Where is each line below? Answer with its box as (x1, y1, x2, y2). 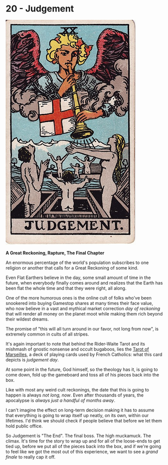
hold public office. (5, 423, 43, 429)
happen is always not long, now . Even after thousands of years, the (5, 392, 144, 398)
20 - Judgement (5, 3, 74, 14)
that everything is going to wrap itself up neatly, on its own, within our (5, 412, 149, 418)
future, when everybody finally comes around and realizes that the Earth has (5, 279, 163, 285)
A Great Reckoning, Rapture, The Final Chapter (5, 249, 105, 255)
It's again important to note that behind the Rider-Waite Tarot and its (5, 340, 145, 346)
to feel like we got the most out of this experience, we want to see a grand (5, 448, 159, 454)
